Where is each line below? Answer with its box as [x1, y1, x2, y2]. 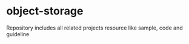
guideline [6, 30, 30, 37]
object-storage [6, 4, 84, 18]
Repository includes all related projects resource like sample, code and [6, 24, 183, 31]
